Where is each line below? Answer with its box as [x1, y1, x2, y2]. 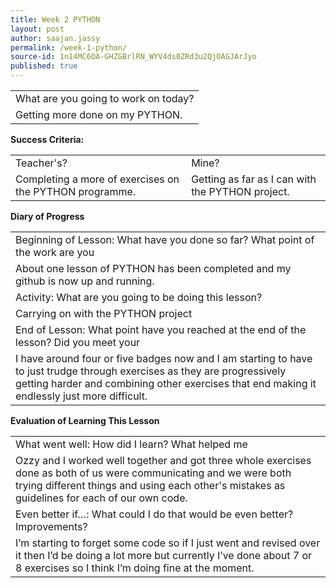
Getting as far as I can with [191, 172, 317, 186]
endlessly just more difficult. [15, 389, 148, 403]
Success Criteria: [10, 134, 85, 145]
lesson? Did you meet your [15, 336, 141, 349]
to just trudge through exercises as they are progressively [15, 364, 287, 378]
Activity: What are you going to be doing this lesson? [15, 291, 263, 304]
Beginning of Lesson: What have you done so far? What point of [15, 233, 315, 246]
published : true [10, 61, 78, 71]
